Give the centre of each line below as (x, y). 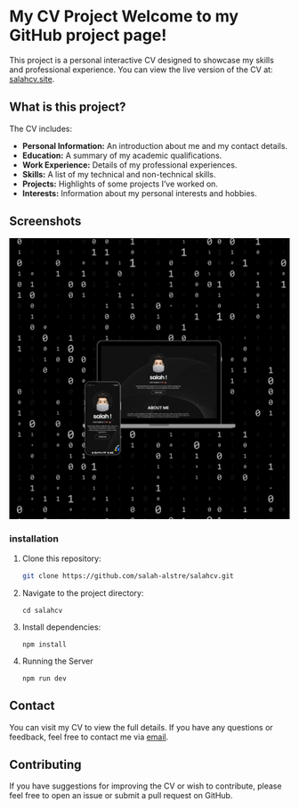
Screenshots (45, 222)
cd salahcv (42, 610)
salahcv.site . (32, 78)
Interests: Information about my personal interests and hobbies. (139, 193)
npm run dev (44, 678)
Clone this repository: (61, 558)
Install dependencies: (61, 627)
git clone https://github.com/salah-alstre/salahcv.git (128, 576)
